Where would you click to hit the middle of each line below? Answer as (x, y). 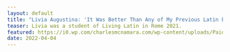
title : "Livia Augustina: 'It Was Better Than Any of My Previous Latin (113, 20)
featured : (21, 32)
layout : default (30, 13)
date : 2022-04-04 (32, 38)
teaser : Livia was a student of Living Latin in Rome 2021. (95, 26)
